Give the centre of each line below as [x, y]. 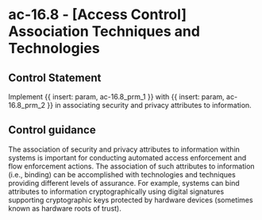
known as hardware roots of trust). [65, 208]
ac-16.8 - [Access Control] [97, 15]
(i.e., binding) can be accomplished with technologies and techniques [122, 174]
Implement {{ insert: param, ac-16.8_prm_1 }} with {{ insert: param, [116, 96]
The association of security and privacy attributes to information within [124, 149]
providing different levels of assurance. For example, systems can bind [124, 183]
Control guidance [52, 130]
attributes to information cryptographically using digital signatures [116, 191]
